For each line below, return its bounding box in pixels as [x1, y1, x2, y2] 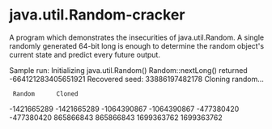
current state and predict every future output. [9, 49, 161, 59]
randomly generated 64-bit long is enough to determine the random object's [9, 41, 265, 50]
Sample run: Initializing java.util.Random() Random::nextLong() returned [9, 65, 248, 75]
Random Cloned [12, 89, 79, 98]
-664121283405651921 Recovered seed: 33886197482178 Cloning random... [9, 74, 264, 84]
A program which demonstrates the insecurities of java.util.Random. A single [9, 32, 265, 42]
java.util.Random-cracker [9, 6, 185, 24]
